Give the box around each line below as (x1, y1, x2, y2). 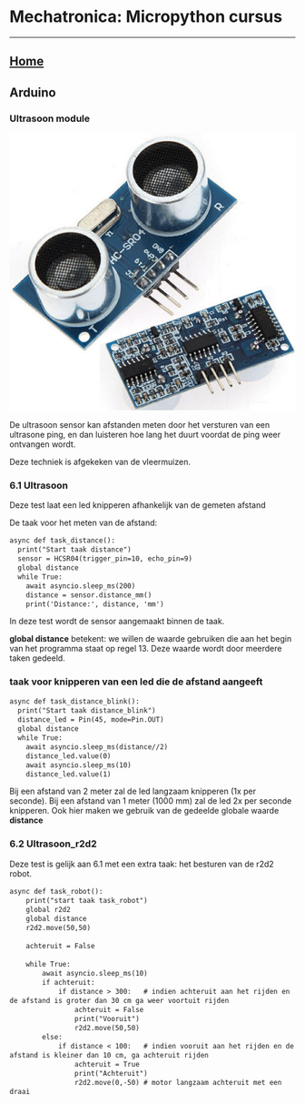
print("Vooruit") (74, 1014, 141, 1023)
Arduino (9, 85, 56, 100)
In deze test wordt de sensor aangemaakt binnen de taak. (9, 616, 225, 627)
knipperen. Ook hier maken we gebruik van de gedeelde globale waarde (9, 805, 280, 816)
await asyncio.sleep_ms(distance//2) (25, 743, 169, 752)
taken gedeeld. (9, 653, 65, 663)
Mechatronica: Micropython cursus (9, 6, 283, 27)
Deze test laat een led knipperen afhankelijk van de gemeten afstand (9, 500, 266, 511)
